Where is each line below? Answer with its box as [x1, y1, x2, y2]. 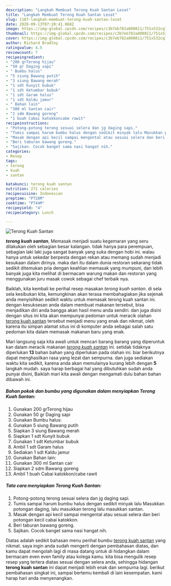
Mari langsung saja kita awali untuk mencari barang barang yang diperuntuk [6, 338, 165, 345]
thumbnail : [6, 31, 29, 36]
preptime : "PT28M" [6, 196, 45, 201]
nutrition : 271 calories [6, 186, 58, 192]
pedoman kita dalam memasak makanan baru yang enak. [6, 329, 125, 335]
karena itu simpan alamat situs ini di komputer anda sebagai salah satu [6, 323, 154, 330]
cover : [6, 36, 20, 41]
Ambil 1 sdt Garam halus [13, 444, 64, 450]
